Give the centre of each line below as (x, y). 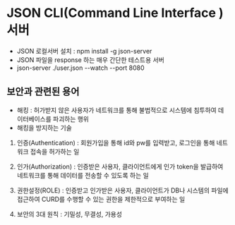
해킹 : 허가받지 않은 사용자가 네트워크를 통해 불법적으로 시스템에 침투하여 (116, 110)
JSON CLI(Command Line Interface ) (115, 13)
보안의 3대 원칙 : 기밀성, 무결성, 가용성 (70, 214)
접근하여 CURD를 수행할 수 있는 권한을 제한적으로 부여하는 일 (101, 199)
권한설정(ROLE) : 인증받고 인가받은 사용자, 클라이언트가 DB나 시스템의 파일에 (122, 190)
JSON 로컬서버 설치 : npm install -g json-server (84, 51)
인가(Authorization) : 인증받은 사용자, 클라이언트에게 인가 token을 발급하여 (120, 166)
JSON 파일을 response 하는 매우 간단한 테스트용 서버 (91, 60)
